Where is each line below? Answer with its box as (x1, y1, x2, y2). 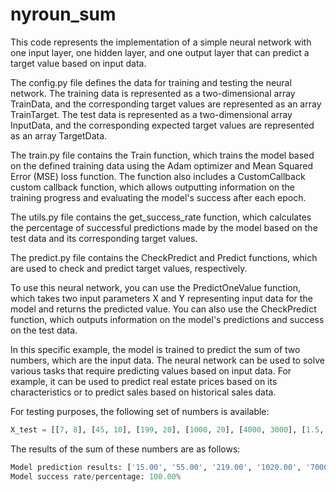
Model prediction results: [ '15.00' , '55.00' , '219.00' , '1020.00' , (10, 462, 302, 472)
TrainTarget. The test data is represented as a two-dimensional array (10, 108, 293, 120)
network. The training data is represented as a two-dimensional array (10, 87, 296, 99)
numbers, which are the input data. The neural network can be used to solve (10, 354, 325, 366)
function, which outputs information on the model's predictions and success (10, 313, 325, 325)
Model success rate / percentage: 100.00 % (10, 471, 182, 482)
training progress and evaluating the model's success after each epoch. (10, 191, 307, 203)
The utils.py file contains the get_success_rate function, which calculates (10, 211, 312, 223)
